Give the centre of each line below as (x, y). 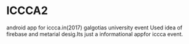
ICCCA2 (27, 11)
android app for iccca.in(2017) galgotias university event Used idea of (94, 28)
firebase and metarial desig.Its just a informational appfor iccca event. (95, 34)
